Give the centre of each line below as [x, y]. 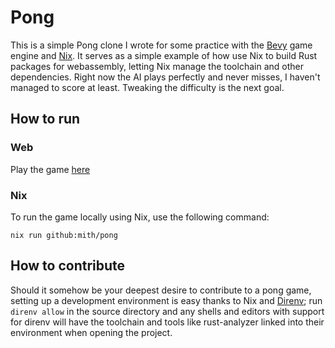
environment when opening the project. [91, 332]
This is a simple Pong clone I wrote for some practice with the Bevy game [161, 45]
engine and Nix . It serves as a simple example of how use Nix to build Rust [164, 55]
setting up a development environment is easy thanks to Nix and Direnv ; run [166, 300]
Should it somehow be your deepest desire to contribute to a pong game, [161, 290]
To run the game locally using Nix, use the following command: [140, 217]
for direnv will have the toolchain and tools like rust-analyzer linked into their [167, 322]
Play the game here [50, 169]
